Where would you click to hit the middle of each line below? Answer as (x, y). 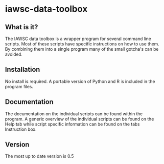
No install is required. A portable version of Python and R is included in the (80, 81)
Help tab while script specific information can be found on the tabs (72, 124)
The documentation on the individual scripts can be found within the (74, 114)
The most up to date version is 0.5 (40, 156)
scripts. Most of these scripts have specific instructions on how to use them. (82, 44)
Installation (23, 70)
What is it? (22, 27)
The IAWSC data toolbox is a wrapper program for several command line (78, 39)
